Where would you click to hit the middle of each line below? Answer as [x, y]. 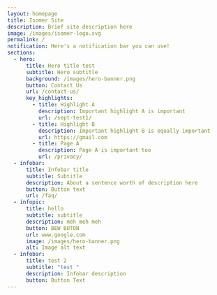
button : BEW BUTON [52, 228]
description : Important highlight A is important [112, 111]
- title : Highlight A [64, 105]
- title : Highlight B [64, 124]
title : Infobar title [57, 170]
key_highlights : [49, 99]
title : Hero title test [60, 66]
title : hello [45, 209]
